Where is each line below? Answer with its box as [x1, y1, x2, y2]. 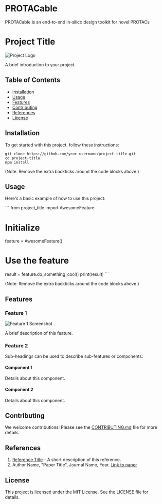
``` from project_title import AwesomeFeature [5, 205, 95, 211]
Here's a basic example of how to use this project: [5, 196, 106, 202]
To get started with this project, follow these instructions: [5, 142, 119, 148]
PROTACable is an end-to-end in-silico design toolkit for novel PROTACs [5, 19, 150, 25]
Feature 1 [5, 309, 27, 316]
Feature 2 [5, 342, 28, 349]
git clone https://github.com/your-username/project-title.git [5, 151, 136, 156]
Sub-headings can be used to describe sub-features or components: [5, 353, 144, 359]
